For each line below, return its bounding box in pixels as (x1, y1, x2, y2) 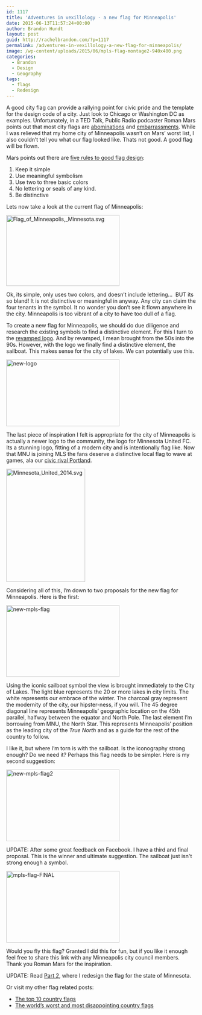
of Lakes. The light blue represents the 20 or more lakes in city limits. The (6, 688, 189, 695)
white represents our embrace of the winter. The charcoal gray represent (6, 694, 188, 701)
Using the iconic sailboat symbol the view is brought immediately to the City (6, 681, 195, 689)
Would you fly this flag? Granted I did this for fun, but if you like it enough (6, 947, 188, 955)
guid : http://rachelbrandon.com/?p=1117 (6, 37, 110, 43)
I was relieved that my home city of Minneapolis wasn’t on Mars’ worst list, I (6, 129, 194, 136)
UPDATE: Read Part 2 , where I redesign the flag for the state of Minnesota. (6, 972, 192, 979)
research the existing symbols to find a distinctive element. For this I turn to (6, 328, 194, 335)
